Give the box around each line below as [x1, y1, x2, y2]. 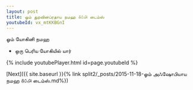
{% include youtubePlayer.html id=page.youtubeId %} [6, 59, 138, 66]
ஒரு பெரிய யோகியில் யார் [14, 48, 72, 55]
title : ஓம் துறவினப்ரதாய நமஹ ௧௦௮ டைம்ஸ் [6, 14, 105, 20]
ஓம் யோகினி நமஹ [6, 36, 49, 43]
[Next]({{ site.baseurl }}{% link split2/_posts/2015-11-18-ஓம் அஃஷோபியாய [6, 71, 187, 78]
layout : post [6, 8, 39, 15]
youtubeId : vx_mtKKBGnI [6, 19, 65, 25]
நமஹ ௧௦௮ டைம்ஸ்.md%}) [6, 77, 69, 84]
